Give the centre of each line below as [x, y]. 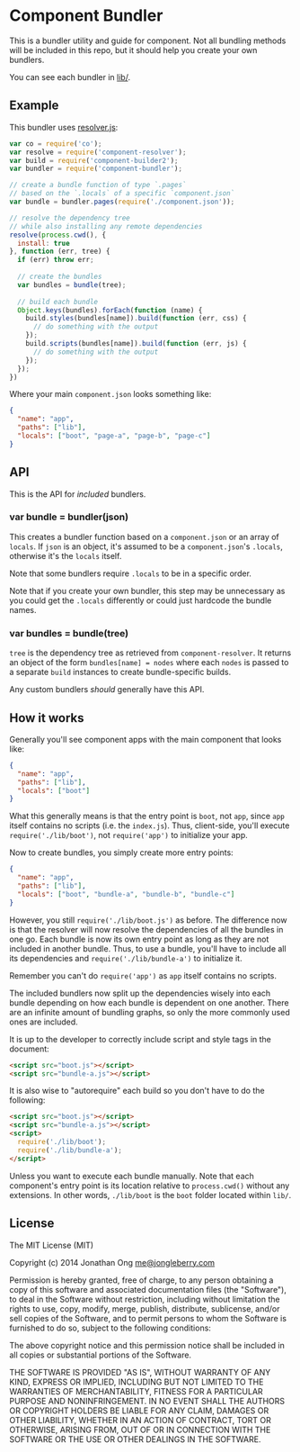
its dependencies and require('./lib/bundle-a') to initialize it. [126, 958]
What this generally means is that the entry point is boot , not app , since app [147, 816]
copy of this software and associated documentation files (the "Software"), [148, 1289]
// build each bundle [58, 302]
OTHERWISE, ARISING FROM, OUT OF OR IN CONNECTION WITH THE [140, 1429]
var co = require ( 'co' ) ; [56, 144]
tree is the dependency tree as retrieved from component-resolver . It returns [150, 653]
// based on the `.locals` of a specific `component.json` [122, 194]
